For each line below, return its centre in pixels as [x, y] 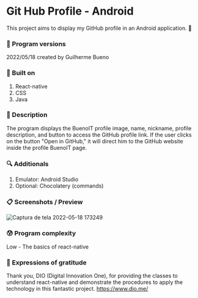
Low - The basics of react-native [48, 247]
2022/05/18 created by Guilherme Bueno [58, 57]
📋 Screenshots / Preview [45, 202]
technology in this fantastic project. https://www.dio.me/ [77, 289]
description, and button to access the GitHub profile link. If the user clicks [99, 135]
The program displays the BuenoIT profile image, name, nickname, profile [99, 128]
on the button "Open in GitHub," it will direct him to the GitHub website [95, 141]
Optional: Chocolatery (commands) [59, 186]
